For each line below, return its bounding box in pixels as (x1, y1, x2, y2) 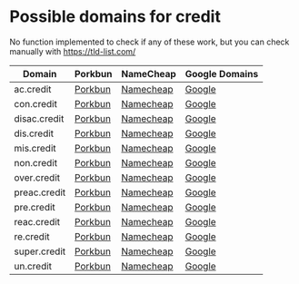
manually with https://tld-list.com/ (9, 45, 136, 56)
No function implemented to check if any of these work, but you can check (9, 36, 290, 47)
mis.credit (14, 142, 56, 154)
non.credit (14, 156, 57, 169)
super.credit (14, 245, 66, 258)
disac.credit (14, 112, 65, 124)
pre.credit (14, 201, 56, 213)
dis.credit (14, 127, 55, 140)
